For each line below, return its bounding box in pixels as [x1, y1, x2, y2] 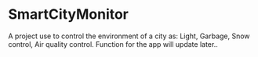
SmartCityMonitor [8, 5, 129, 23]
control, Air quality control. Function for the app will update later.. [8, 39, 218, 48]
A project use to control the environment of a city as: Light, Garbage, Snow [8, 31, 250, 41]
